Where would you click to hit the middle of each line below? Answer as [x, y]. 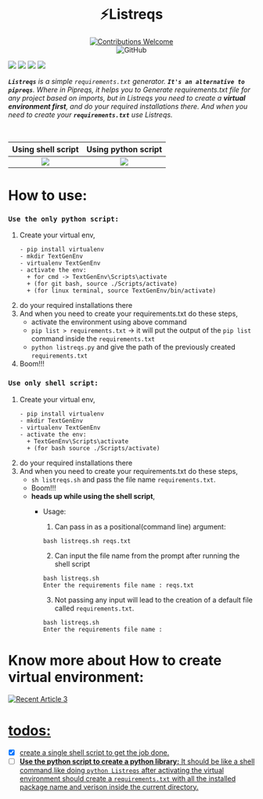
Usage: [54, 511]
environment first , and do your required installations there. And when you [128, 106]
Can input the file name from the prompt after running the [147, 555]
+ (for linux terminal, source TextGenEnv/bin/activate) [122, 291]
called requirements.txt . [94, 608]
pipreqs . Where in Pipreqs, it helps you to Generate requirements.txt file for [129, 90]
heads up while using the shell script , [93, 496]
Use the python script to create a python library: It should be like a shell [137, 761]
